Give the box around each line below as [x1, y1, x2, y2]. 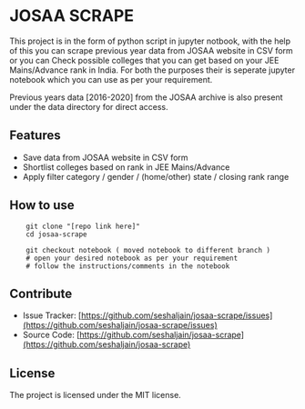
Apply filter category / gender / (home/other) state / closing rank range [22, 171, 290, 182]
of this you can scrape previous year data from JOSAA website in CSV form [9, 45, 293, 55]
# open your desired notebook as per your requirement [25, 254, 239, 263]
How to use [9, 197, 75, 214]
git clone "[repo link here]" [25, 222, 141, 231]
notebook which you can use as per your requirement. [9, 74, 213, 85]
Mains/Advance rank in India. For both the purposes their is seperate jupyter [9, 65, 296, 75]
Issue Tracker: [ [22, 310, 82, 321]
